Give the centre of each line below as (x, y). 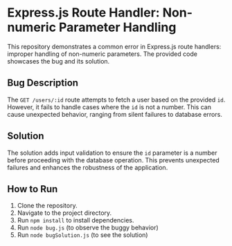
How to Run (33, 189)
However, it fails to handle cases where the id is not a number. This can (109, 107)
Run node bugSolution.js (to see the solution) (82, 235)
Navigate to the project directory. (64, 213)
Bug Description (43, 83)
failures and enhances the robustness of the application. (88, 167)
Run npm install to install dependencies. (75, 220)
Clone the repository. (47, 206)
